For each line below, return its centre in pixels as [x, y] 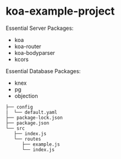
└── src [15, 128]
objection [26, 96]
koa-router [28, 46]
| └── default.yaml [32, 112]
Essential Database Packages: [43, 71]
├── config [19, 107]
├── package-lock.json [34, 118]
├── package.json [28, 123]
